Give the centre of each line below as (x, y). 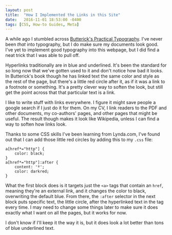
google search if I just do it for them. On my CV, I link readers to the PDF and (86, 108)
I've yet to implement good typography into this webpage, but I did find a (82, 50)
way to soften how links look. (36, 124)
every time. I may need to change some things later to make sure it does (82, 207)
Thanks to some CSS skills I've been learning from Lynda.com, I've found (83, 134)
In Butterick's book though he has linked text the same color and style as (82, 76)
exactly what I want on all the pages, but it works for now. (66, 213)
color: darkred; (32, 172)
